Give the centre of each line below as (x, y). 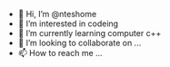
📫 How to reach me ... (60, 53)
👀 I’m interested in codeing (68, 24)
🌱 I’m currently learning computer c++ (90, 33)
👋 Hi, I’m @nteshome (57, 14)
